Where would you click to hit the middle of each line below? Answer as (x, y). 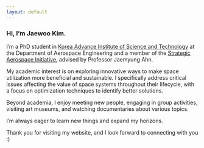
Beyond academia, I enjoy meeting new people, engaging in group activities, (102, 102)
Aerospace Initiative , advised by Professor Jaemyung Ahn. (80, 59)
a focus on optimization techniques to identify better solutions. (85, 90)
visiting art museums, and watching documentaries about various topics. (97, 109)
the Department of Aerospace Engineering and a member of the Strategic (98, 53)
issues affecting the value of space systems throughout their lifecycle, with (100, 84)
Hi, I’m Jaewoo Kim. (36, 33)
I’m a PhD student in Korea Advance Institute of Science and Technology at (100, 46)
